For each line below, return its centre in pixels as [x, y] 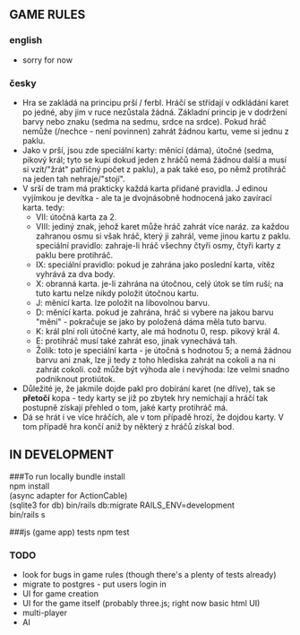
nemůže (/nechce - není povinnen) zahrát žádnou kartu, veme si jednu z [155, 131]
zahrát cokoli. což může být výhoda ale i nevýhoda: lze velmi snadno [163, 369]
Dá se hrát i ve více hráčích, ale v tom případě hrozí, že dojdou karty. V [153, 417]
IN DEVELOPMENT [62, 455]
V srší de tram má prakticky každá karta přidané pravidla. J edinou [145, 188]
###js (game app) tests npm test [69, 532]
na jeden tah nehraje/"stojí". [73, 178]
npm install [30, 486]
